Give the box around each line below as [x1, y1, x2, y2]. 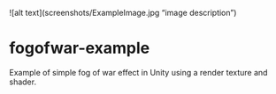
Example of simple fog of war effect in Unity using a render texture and [9, 67, 268, 77]
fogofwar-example [9, 39, 150, 58]
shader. [9, 76, 37, 87]
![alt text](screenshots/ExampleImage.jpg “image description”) [9, 8, 237, 18]
